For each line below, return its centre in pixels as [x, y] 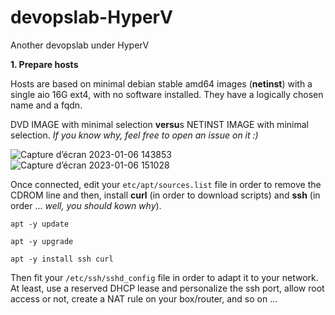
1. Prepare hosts [44, 64]
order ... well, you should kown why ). [86, 205]
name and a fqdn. [46, 105]
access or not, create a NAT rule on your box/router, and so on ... [144, 298]
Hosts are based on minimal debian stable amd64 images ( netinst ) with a [161, 83]
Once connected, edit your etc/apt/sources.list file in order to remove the [166, 184]
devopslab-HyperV [91, 17]
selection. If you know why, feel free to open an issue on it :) [134, 135]
